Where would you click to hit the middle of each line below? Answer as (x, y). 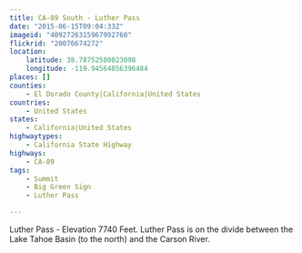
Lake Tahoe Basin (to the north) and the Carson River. (110, 239)
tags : (20, 170)
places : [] (30, 77)
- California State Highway (79, 145)
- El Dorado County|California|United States (114, 94)
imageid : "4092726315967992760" (70, 35)
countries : (30, 102)
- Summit (42, 178)
